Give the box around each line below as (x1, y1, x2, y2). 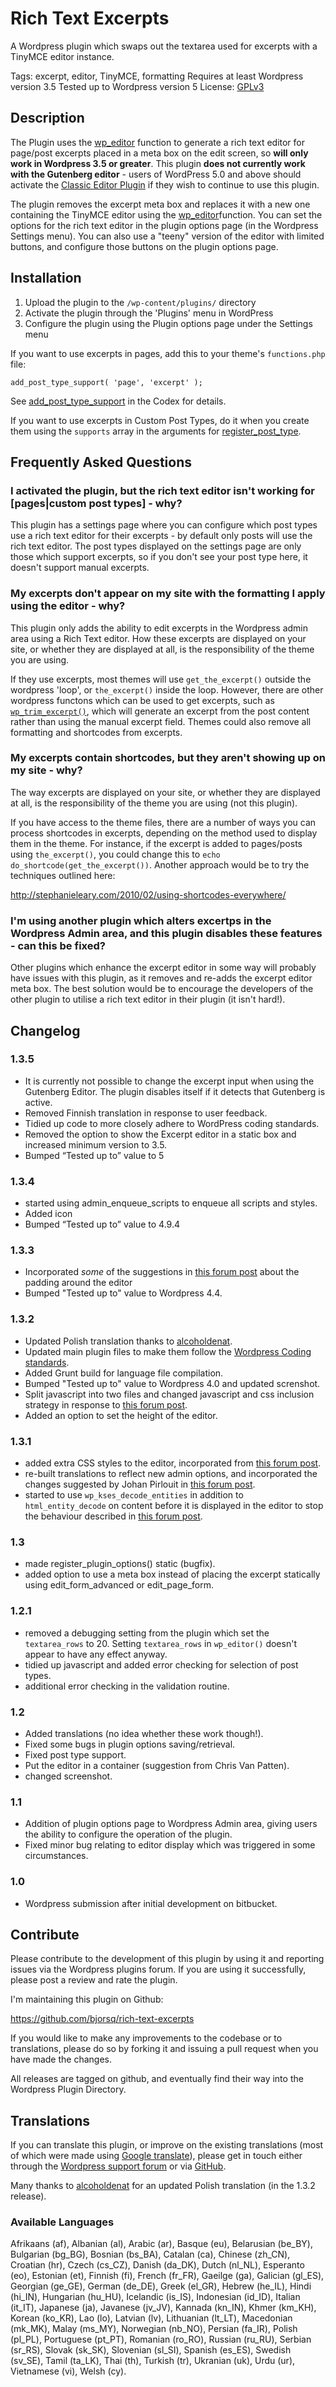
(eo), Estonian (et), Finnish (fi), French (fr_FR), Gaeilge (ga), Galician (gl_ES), (10, 2270, 325, 2282)
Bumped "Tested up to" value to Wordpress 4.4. (24, 1287, 223, 1299)
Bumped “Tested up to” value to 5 (24, 1149, 165, 1161)
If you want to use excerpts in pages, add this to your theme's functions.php (10, 347, 326, 359)
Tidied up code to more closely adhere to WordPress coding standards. (24, 1117, 320, 1129)
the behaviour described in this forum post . (24, 1510, 203, 1522)
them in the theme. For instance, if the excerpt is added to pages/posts (10, 837, 303, 849)
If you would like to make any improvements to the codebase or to (10, 2032, 283, 2044)
